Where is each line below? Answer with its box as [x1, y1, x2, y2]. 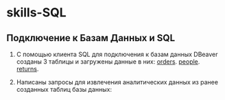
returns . [16, 65, 39, 73]
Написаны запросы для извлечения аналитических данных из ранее [16, 78, 219, 86]
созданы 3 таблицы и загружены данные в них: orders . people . [16, 58, 200, 66]
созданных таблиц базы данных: [16, 86, 113, 93]
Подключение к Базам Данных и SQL [6, 32, 176, 44]
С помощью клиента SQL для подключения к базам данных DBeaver [16, 50, 218, 58]
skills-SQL [6, 5, 67, 21]
